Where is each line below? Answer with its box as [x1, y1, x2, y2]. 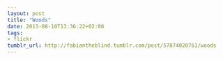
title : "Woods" [7, 17, 52, 23]
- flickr [7, 36, 33, 43]
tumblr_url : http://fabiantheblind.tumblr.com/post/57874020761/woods [7, 42, 217, 49]
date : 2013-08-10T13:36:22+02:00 [7, 23, 105, 30]
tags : [7, 29, 23, 37]
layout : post [7, 10, 45, 17]
